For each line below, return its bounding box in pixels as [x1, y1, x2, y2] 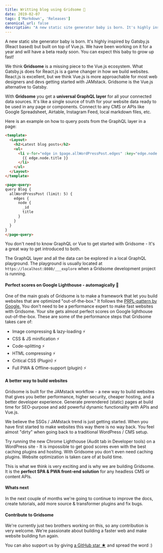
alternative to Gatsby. [5, 84, 48, 90]
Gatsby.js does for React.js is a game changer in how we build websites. [5, 69, 149, 74]
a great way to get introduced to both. [5, 246, 81, 252]
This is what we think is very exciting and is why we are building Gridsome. [5, 463, 155, 469]
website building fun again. [5, 533, 59, 539]
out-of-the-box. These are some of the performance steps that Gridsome [5, 313, 151, 319]
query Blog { [5, 187, 32, 192]
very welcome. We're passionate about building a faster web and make [5, 528, 147, 534]
